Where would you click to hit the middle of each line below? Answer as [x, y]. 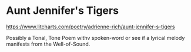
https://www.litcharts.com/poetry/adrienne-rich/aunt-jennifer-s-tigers [91, 27]
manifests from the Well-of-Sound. [48, 44]
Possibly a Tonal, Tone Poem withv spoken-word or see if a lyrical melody [95, 38]
